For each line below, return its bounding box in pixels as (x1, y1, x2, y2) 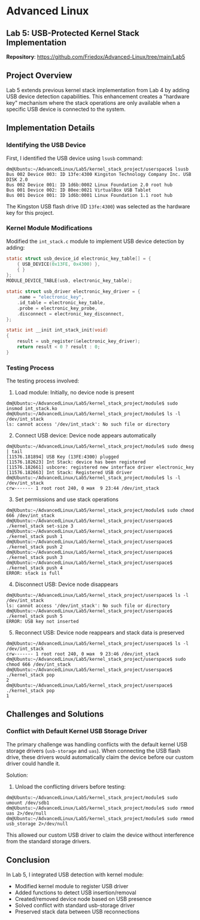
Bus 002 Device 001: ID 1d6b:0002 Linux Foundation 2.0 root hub (6, 181, 172, 188)
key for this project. (6, 209, 54, 216)
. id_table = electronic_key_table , (17, 299, 106, 306)
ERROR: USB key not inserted (6, 618, 79, 625)
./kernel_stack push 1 (6, 534, 63, 540)
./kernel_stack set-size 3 (6, 523, 74, 529)
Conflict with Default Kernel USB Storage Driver (6, 727, 148, 736)
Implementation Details (6, 123, 95, 133)
